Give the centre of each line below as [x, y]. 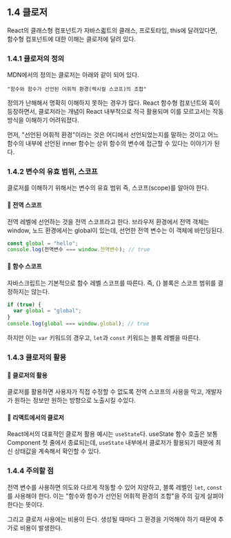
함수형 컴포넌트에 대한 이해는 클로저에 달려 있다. [72, 39]
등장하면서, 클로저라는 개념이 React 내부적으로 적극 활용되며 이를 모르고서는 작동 [115, 112]
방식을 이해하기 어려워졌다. [43, 120]
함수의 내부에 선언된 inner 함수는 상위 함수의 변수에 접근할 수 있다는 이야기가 [110, 143]
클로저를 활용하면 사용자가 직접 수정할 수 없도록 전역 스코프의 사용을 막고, [106, 392]
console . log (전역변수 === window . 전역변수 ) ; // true [79, 250]
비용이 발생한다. [41, 528]
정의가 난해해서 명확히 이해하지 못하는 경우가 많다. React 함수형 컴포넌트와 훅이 [114, 103]
